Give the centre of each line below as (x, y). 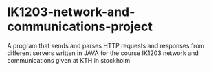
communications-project (80, 27)
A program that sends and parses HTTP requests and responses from (106, 45)
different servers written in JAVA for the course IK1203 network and (103, 53)
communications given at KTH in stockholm (69, 60)
